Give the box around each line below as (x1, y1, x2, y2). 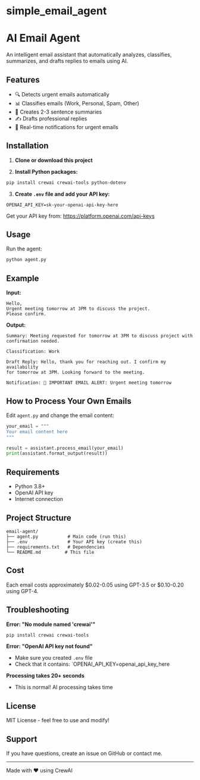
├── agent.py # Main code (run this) (6, 534, 127, 540)
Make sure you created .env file (14, 654, 93, 662)
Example (6, 273, 39, 283)
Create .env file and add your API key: (14, 190, 110, 198)
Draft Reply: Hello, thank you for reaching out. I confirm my (6, 359, 167, 365)
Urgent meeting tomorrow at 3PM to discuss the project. (6, 306, 151, 312)
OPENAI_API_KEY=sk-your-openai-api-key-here (6, 202, 118, 208)
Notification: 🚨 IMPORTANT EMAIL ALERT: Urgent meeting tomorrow (6, 380, 171, 386)
